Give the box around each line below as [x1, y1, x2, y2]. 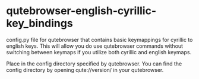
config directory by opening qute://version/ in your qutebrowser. [6, 66, 164, 73]
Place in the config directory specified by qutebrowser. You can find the [6, 60, 182, 67]
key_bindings [6, 17, 73, 30]
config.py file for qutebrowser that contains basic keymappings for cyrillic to [6, 36, 193, 43]
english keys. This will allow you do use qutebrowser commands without [6, 42, 183, 50]
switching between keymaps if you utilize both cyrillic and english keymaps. [6, 48, 192, 55]
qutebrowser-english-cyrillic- [6, 4, 157, 18]
